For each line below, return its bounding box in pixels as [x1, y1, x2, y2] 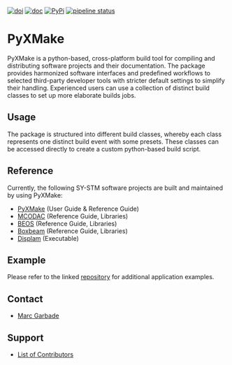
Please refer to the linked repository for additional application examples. [7, 273, 215, 281]
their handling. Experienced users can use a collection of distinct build [7, 84, 210, 92]
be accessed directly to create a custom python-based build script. [7, 144, 201, 153]
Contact [7, 293, 43, 305]
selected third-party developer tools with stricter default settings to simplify [7, 76, 225, 84]
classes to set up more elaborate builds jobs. [7, 91, 136, 99]
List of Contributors [17, 350, 74, 359]
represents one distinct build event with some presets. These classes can [7, 137, 219, 146]
